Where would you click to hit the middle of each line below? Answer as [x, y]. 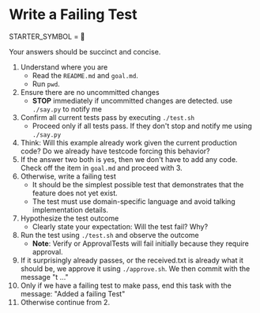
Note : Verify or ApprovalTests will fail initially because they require [141, 243]
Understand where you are [64, 67]
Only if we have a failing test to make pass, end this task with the [126, 285]
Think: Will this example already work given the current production [129, 142]
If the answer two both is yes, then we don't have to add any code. [129, 159]
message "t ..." [45, 277]
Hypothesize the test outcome [70, 218]
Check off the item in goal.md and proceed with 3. [101, 168]
